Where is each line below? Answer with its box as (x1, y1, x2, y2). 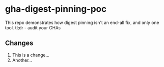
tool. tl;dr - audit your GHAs (5, 24, 61, 30)
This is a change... (12, 52, 50, 58)
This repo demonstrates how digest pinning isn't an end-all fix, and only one (5, 20, 160, 25)
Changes (5, 39, 33, 47)
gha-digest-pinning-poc (5, 3, 107, 15)
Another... (12, 57, 32, 63)
